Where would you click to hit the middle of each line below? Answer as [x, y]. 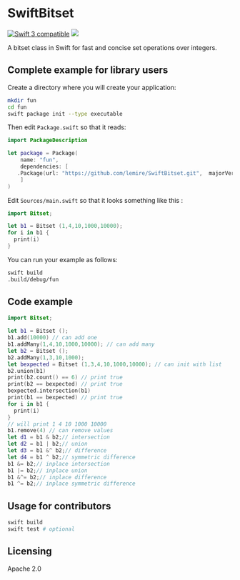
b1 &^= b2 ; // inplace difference [57, 477]
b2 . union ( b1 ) [27, 371]
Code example [40, 302]
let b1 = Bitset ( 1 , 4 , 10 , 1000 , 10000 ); [65, 226]
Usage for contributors [59, 506]
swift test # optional [41, 529]
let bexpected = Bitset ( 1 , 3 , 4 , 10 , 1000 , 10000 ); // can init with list [115, 364]
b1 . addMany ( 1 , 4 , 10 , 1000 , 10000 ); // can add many [81, 344]
